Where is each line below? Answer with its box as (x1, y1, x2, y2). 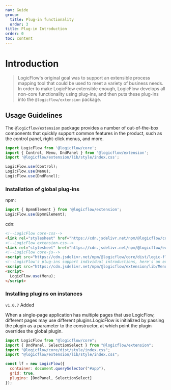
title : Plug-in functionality (10, 17, 74, 22)
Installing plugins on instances (5, 290, 83, 297)
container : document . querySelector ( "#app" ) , (10, 366, 106, 371)
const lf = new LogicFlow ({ (5, 361, 65, 367)
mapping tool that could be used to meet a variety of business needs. (17, 80, 164, 86)
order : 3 (10, 21, 28, 27)
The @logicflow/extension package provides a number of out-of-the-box (5, 124, 159, 131)
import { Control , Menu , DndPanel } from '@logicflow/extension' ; (5, 150, 149, 155)
